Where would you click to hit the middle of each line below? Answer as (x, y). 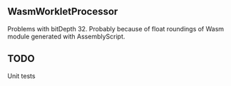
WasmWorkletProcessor (63, 12)
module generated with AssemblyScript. (66, 36)
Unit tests (21, 76)
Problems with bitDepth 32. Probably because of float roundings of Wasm (116, 28)
